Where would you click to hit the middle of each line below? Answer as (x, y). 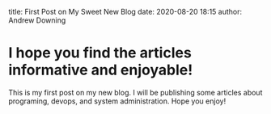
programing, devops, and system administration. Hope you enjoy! (117, 101)
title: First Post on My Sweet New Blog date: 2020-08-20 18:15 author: (125, 12)
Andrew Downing (37, 20)
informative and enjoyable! (101, 70)
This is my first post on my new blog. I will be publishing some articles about (135, 92)
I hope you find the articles (100, 53)
